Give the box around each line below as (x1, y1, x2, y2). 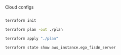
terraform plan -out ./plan (5, 27, 63, 32)
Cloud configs (5, 4, 34, 10)
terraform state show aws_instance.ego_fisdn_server (5, 45, 116, 50)
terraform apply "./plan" (5, 36, 58, 41)
